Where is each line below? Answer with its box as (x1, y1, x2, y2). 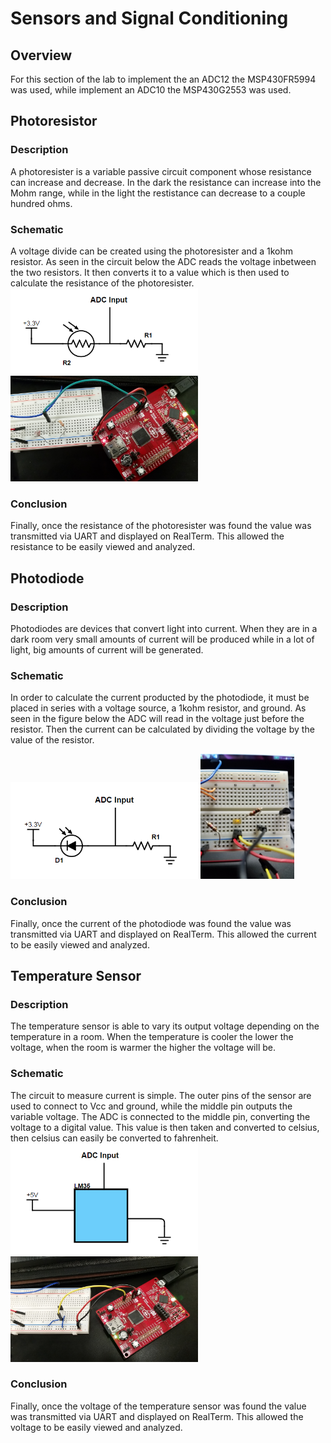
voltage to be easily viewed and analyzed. (10, 1421, 183, 1433)
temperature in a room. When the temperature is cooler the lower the (10, 1031, 294, 1043)
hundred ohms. (10, 197, 73, 209)
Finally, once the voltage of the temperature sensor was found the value (10, 1400, 307, 1412)
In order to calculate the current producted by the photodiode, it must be (10, 692, 310, 704)
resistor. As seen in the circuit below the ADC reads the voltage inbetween (10, 255, 317, 267)
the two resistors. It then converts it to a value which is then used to (10, 266, 290, 278)
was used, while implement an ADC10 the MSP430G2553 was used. (10, 84, 292, 96)
